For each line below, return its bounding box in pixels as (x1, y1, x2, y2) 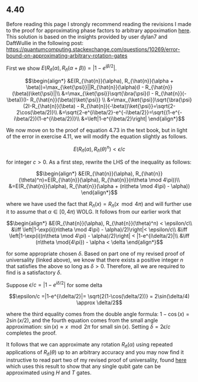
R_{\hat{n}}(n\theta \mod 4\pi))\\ (101, 176, 180, 183)
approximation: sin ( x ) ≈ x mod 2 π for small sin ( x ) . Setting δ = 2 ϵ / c (6, 323, 171, 330)
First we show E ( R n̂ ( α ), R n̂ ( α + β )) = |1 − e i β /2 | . (6, 63, 117, 73)
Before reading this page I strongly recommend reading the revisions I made (6, 20, 192, 27)
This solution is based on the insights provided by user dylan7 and (6, 33, 168, 40)
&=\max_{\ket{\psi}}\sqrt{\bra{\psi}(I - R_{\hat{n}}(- (61, 90, 187, 97)
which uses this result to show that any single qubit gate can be (6, 362, 161, 370)
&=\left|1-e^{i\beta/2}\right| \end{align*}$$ (80, 115, 185, 122)
